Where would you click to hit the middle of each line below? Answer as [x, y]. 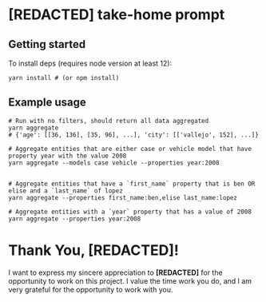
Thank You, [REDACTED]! [94, 250]
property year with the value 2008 [67, 156]
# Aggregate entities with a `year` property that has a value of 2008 [130, 212]
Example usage [47, 103]
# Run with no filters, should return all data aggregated [109, 121]
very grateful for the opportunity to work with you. [91, 289]
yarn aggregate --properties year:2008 [75, 219]
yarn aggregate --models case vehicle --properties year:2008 [114, 163]
